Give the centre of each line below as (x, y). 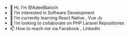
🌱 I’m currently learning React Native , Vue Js (56, 18)
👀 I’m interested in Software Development (52, 13)
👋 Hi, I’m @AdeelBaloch (34, 8)
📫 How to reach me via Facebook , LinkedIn (55, 28)
